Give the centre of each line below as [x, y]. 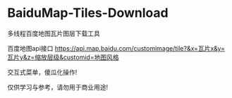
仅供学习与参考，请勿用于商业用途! [58, 87]
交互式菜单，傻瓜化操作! [42, 72]
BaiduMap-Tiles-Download [88, 13]
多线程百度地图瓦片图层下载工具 [54, 33]
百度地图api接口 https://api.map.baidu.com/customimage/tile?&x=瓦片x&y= [116, 48]
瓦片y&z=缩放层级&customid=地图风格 [63, 57]
